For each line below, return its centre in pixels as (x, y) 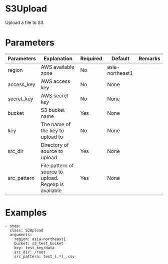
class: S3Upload (26, 230)
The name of (56, 124)
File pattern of (57, 165)
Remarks (149, 58)
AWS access (55, 81)
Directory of (55, 145)
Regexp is (52, 184)
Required (91, 58)
